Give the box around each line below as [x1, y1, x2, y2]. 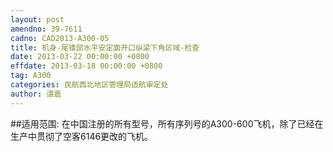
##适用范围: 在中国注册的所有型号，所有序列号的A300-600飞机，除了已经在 [10, 117, 324, 130]
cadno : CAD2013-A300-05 [10, 33, 110, 43]
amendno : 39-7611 [10, 24, 83, 34]
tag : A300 [10, 71, 52, 81]
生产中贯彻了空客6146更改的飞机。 [10, 130, 154, 142]
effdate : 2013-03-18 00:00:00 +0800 [10, 61, 163, 71]
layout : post [10, 14, 65, 25]
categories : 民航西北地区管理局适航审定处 [10, 80, 169, 90]
